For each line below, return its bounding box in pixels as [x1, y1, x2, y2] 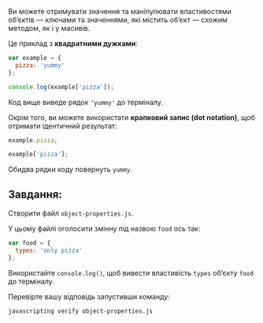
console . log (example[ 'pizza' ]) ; [8, 83, 114, 91]
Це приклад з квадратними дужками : [8, 39, 138, 48]
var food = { [8, 239, 51, 247]
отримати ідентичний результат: [8, 121, 117, 130]
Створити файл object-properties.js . [8, 208, 134, 218]
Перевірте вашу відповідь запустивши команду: [8, 291, 171, 301]
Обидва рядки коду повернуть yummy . [8, 165, 132, 175]
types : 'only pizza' [15, 246, 83, 254]
